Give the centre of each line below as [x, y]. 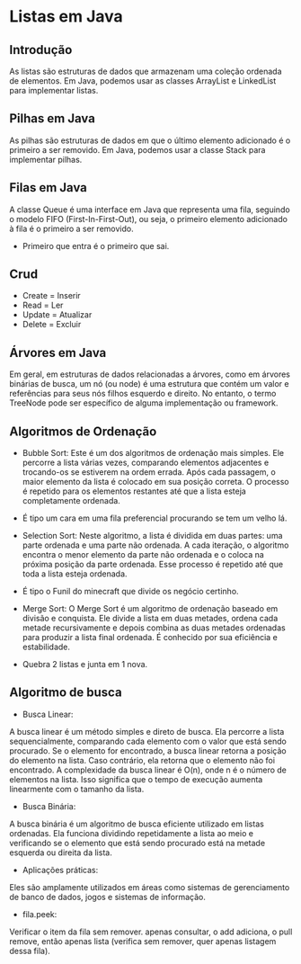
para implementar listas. [54, 90]
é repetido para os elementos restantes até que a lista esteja [134, 491]
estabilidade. [46, 647]
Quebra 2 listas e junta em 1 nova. [85, 665]
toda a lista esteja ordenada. [75, 574]
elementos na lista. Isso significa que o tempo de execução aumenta [136, 779]
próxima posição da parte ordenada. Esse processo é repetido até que [153, 565]
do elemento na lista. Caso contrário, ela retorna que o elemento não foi [142, 760]
